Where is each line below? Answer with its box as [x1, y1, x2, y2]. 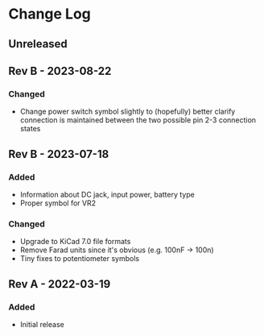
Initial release [19, 319, 64, 329]
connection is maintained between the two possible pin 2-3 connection [19, 115, 256, 125]
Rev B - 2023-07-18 [8, 147, 109, 161]
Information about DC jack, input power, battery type [19, 189, 195, 199]
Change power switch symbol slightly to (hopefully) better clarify [19, 106, 236, 117]
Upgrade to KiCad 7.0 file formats [19, 237, 131, 247]
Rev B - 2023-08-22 [8, 64, 112, 77]
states [19, 124, 41, 134]
